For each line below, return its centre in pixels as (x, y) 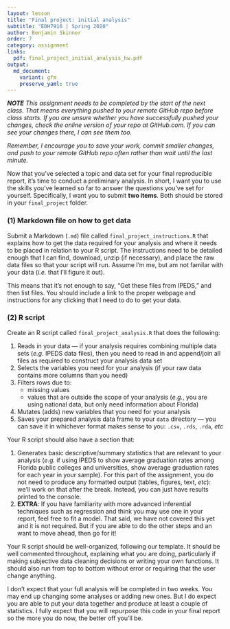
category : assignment (38, 45)
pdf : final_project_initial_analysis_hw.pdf (78, 58)
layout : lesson (29, 13)
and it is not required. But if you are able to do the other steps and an (114, 525)
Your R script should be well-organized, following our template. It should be (114, 546)
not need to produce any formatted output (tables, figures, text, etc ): (114, 482)
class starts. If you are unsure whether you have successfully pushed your (113, 118)
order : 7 (20, 39)
